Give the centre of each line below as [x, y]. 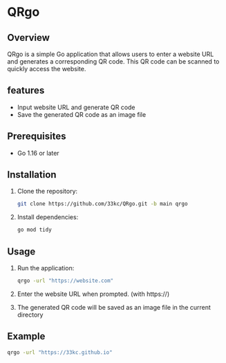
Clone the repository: [47, 192]
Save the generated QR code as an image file [82, 114]
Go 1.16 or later [38, 153]
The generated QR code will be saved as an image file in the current [114, 307]
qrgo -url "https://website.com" [65, 281]
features [26, 91]
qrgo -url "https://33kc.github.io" [60, 352]
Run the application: [46, 268]
